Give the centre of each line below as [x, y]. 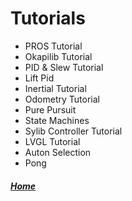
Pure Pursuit [50, 109]
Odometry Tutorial [62, 99]
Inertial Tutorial [55, 88]
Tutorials [48, 18]
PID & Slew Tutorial [64, 67]
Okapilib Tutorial [58, 56]
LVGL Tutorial [52, 141]
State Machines [57, 120]
